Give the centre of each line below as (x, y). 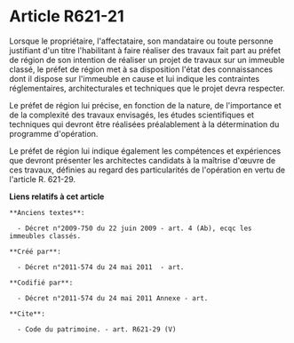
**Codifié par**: (41, 283)
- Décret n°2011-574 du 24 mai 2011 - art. (101, 267)
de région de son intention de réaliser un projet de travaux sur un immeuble (147, 60)
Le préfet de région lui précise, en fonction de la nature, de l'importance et (145, 105)
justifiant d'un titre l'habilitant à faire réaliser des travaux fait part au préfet (145, 50)
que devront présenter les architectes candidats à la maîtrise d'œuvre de (143, 160)
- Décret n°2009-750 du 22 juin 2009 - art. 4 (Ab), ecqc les (135, 228)
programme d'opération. (54, 133)
